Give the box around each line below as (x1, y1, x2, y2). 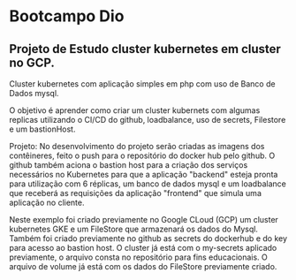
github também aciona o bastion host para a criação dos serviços (9, 160, 248, 170)
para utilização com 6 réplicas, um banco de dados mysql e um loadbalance (9, 178, 287, 189)
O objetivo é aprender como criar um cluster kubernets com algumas (9, 105, 261, 116)
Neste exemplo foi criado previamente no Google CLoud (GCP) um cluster (9, 215, 278, 224)
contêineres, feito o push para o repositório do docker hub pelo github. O (9, 150, 276, 161)
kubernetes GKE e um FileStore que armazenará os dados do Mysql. (9, 223, 259, 234)
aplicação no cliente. (9, 197, 85, 208)
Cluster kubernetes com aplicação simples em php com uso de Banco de (9, 79, 276, 89)
